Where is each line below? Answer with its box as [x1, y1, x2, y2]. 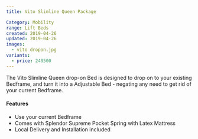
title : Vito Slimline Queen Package [6, 8, 96, 15]
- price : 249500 [11, 57, 51, 64]
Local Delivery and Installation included [14, 125, 111, 133]
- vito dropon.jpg [11, 47, 57, 53]
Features [6, 100, 28, 107]
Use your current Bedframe [14, 113, 82, 120]
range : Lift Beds [6, 25, 49, 31]
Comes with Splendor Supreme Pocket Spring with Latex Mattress [14, 119, 176, 127]
